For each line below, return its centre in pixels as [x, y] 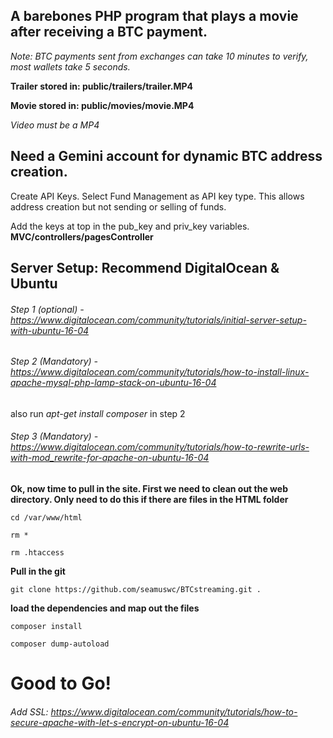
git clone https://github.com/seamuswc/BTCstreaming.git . [136, 590]
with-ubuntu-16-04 [50, 330]
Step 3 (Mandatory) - [54, 436]
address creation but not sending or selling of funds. [118, 206]
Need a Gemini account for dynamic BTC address [166, 156]
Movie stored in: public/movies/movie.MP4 [102, 105]
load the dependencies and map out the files [105, 608]
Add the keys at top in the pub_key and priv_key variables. [130, 226]
